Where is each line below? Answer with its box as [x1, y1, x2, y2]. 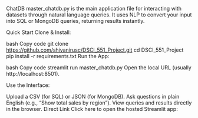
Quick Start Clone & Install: [6, 29, 71, 36]
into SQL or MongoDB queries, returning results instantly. [6, 18, 145, 24]
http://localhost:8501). [6, 70, 60, 77]
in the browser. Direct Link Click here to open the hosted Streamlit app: [6, 106, 178, 112]
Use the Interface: [6, 82, 50, 89]
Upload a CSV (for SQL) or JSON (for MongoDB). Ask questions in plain [6, 93, 180, 100]
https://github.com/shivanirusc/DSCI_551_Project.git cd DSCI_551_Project [6, 46, 184, 53]
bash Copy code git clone [6, 41, 69, 47]
